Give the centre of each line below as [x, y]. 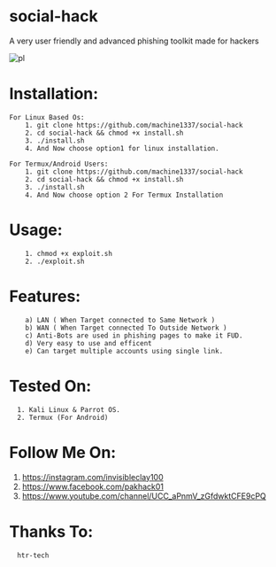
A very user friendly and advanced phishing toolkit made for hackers [134, 41]
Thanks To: [51, 531]
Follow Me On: [63, 452]
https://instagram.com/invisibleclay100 [92, 477]
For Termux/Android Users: [59, 164]
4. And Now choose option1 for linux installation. [122, 148]
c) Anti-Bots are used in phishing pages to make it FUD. [134, 335]
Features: [45, 296]
